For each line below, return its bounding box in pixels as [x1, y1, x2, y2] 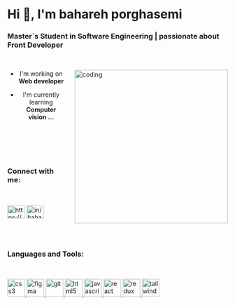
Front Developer [7, 40, 64, 50]
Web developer [18, 77, 64, 86]
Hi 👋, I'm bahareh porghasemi [7, 6, 183, 22]
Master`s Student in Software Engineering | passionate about [7, 32, 220, 41]
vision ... [28, 113, 55, 121]
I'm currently [22, 90, 60, 99]
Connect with [7, 166, 55, 176]
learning [29, 98, 54, 107]
